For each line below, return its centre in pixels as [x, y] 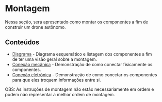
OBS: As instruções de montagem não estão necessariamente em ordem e [80, 89]
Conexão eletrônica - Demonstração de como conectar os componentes [84, 75]
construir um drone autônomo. [35, 27]
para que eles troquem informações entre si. [56, 80]
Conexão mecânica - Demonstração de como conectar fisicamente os [82, 64]
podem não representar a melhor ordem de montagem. [60, 94]
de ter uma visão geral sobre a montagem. [54, 59]
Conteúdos [22, 42]
